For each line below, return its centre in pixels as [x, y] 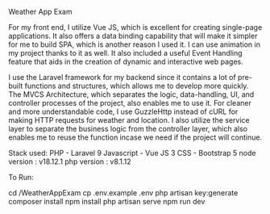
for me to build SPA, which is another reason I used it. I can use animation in [134, 44]
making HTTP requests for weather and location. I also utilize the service [129, 120]
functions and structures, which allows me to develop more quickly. [137, 86]
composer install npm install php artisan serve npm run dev [107, 201]
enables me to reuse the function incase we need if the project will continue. [135, 137]
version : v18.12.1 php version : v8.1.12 [70, 162]
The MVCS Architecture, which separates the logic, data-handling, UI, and [131, 94]
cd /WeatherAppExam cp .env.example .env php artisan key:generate [123, 193]
